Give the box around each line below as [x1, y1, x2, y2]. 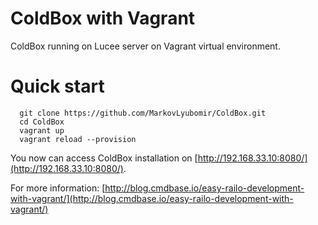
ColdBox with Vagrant [10, 7, 196, 30]
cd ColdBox [19, 117, 65, 127]
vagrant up [19, 125, 65, 136]
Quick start [10, 75, 105, 98]
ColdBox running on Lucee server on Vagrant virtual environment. [10, 40, 281, 52]
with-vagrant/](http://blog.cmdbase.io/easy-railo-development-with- [10, 192, 294, 204]
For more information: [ [10, 182, 106, 194]
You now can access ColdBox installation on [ [10, 152, 198, 164]
